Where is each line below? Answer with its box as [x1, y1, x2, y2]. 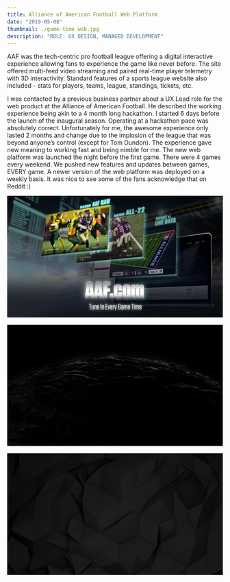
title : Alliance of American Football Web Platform [7, 11, 157, 18]
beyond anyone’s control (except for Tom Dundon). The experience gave [7, 138, 212, 147]
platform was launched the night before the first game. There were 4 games [7, 153, 221, 161]
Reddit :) [7, 182, 31, 191]
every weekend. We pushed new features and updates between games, [7, 160, 210, 169]
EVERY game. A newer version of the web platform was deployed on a [7, 168, 205, 176]
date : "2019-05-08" [7, 18, 63, 25]
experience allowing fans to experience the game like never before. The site [7, 60, 221, 68]
